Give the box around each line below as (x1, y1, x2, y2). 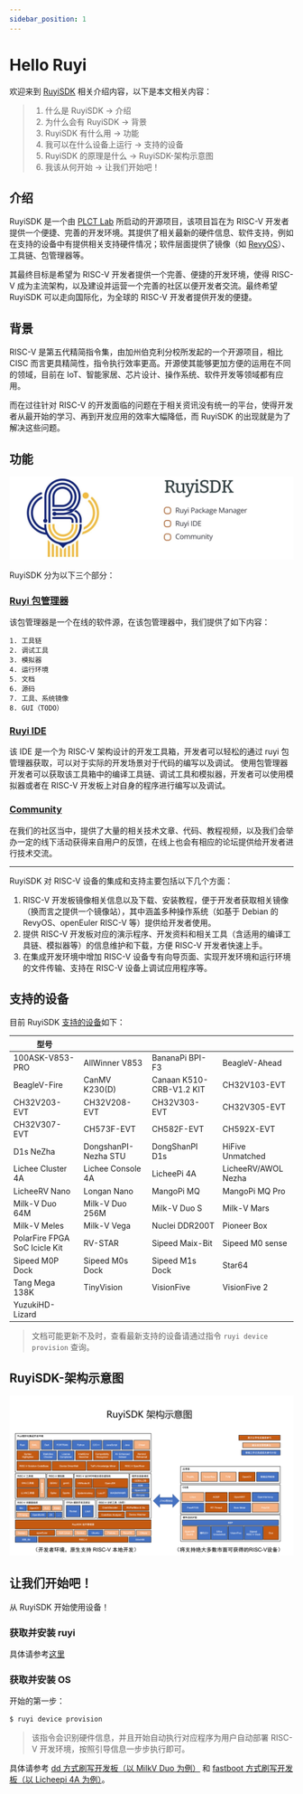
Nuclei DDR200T (151, 1221, 215, 1232)
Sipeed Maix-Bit (151, 1237, 214, 1248)
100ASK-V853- (13, 1053, 75, 1063)
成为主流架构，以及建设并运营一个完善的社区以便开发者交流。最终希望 (16, 280, 278, 291)
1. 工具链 (9, 636, 42, 646)
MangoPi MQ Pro (222, 1185, 286, 1196)
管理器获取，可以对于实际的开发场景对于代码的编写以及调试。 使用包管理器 (9, 758, 289, 769)
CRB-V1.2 (151, 1084, 191, 1095)
